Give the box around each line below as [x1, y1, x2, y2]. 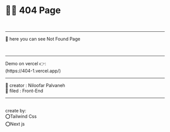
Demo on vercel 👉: [5, 60, 47, 66]
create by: [5, 107, 26, 113]
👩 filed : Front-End [5, 87, 44, 94]
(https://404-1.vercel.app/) [5, 68, 61, 74]
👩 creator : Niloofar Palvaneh [5, 82, 66, 88]
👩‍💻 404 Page [5, 5, 61, 16]
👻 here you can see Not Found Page [5, 35, 80, 42]
